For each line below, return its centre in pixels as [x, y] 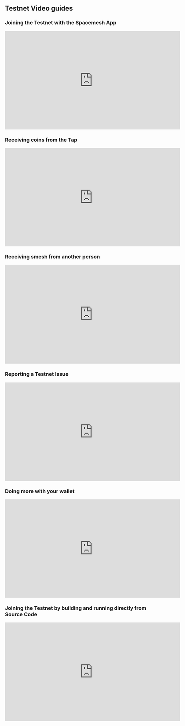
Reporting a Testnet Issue [37, 374]
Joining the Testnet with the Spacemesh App [61, 23]
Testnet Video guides [39, 8]
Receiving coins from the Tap [41, 140]
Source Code [21, 614]
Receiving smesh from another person [53, 256]
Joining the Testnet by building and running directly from [76, 608]
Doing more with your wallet [40, 491]
